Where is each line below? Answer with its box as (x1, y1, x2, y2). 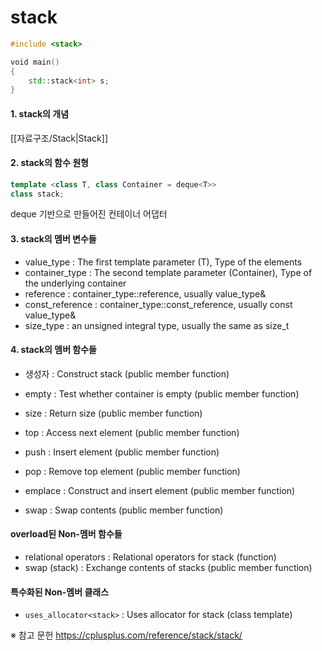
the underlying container (24, 277, 127, 289)
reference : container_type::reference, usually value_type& (24, 287, 267, 300)
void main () (10, 57, 60, 67)
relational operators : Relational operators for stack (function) (24, 551, 277, 563)
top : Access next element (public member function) (24, 426, 240, 438)
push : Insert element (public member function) (24, 446, 220, 458)
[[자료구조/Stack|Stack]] (10, 132, 108, 144)
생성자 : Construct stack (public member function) (24, 367, 230, 380)
